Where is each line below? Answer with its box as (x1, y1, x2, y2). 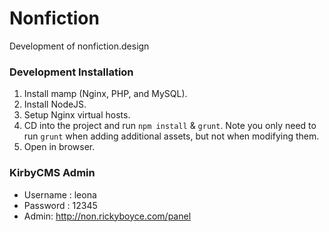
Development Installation (9, 65, 134, 79)
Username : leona (23, 188, 97, 201)
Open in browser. (23, 141, 96, 153)
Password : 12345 (23, 199, 98, 211)
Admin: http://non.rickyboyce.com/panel (23, 210, 192, 222)
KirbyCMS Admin (9, 166, 96, 180)
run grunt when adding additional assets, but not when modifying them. (23, 130, 320, 142)
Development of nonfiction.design (9, 40, 150, 52)
